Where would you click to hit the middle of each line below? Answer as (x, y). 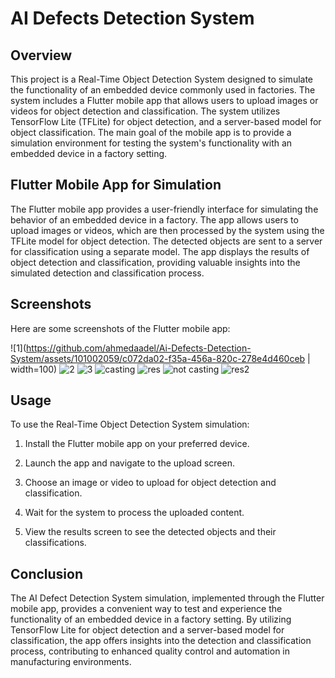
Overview (41, 55)
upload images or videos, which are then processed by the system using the (167, 230)
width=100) (34, 369)
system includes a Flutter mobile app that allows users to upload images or (164, 100)
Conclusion (47, 573)
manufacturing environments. (71, 662)
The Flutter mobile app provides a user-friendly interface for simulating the (164, 209)
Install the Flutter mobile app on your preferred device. (137, 444)
